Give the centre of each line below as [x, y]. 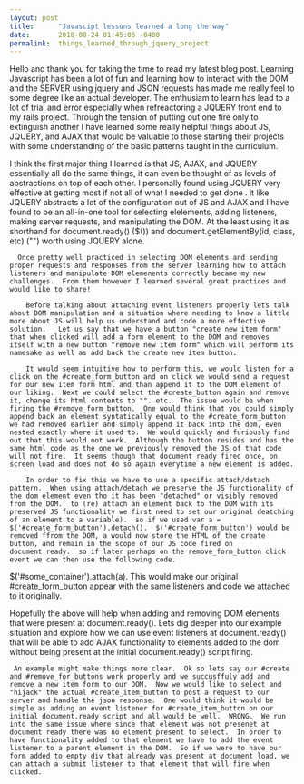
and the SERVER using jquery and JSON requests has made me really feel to [152, 88]
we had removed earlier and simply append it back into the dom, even [146, 425]
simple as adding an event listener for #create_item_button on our [142, 709]
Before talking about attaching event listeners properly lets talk [158, 305]
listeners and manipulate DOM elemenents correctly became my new [137, 273]
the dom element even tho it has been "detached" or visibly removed [144, 496]
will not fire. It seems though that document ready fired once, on [144, 457]
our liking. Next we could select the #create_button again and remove [150, 393]
